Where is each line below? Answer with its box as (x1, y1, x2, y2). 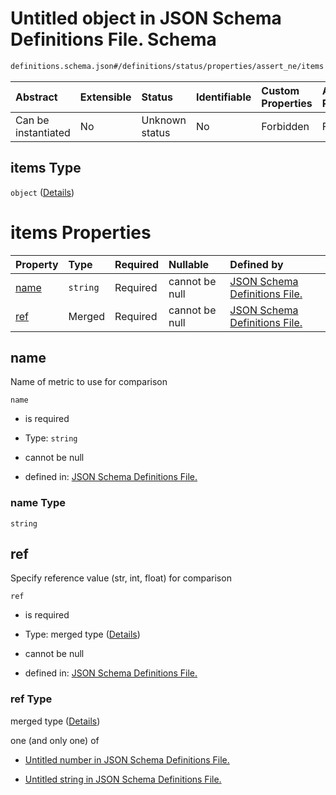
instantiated (15, 125, 71, 139)
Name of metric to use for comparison (10, 376, 168, 388)
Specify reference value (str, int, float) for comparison (10, 572, 232, 584)
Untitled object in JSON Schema (10, 7, 282, 30)
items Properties (10, 221, 152, 244)
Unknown (141, 113, 187, 127)
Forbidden (261, 119, 310, 133)
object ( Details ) (10, 186, 75, 198)
